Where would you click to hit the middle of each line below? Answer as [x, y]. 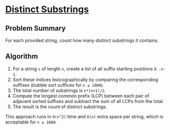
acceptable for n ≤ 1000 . [31, 122]
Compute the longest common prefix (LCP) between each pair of [81, 96]
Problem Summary [35, 28]
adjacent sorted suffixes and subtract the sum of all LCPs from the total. [88, 101]
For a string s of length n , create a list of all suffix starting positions [83, 69]
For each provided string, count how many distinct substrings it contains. [82, 40]
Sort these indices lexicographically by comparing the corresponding [85, 80]
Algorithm [22, 56]
